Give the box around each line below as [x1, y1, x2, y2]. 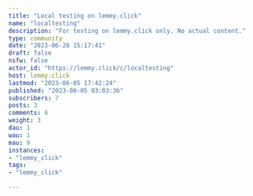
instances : [8, 146, 45, 154]
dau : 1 [8, 124, 31, 132]
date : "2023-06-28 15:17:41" [8, 42, 106, 50]
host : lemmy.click [8, 71, 70, 80]
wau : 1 [8, 131, 31, 139]
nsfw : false [8, 57, 48, 65]
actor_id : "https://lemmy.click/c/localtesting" [8, 64, 174, 72]
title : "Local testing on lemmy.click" [8, 11, 142, 20]
